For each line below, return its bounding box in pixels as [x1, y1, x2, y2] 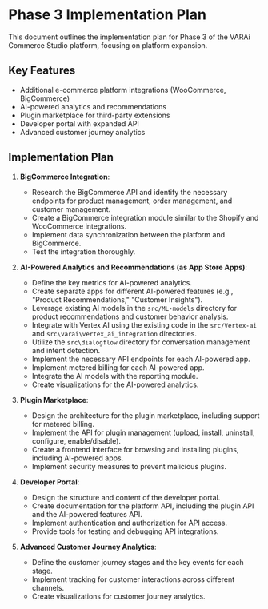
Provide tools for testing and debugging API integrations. [31, 526, 219, 536]
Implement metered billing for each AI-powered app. [31, 362, 206, 372]
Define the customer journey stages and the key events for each [31, 557, 244, 567]
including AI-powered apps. [31, 453, 124, 463]
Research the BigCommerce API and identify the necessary [31, 187, 228, 197]
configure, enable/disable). [31, 436, 122, 445]
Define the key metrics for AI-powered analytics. [31, 277, 192, 287]
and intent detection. [31, 345, 101, 355]
